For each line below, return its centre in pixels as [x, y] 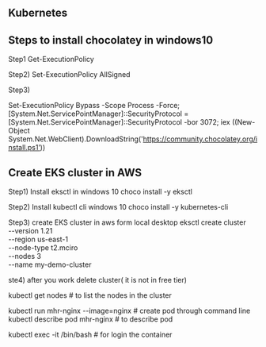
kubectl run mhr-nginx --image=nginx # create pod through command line [129, 311]
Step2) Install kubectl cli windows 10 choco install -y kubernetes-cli [118, 207]
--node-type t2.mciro [43, 248]
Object [19, 131]
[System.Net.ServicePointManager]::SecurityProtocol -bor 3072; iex [120, 122]
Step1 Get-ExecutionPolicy [51, 60]
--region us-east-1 [38, 239]
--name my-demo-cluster [50, 264]
